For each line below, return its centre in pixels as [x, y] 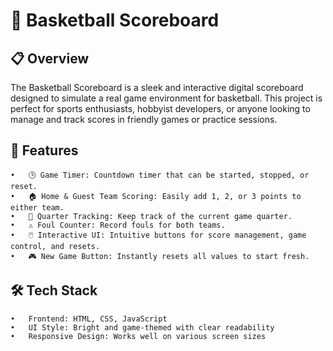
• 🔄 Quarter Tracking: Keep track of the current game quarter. [151, 216]
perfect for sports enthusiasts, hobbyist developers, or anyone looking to [160, 108]
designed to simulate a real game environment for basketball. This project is [166, 98]
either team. [37, 207]
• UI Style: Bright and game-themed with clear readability [142, 327]
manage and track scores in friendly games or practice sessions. [144, 119]
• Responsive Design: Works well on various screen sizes [138, 336]
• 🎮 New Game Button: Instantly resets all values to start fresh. [160, 256]
